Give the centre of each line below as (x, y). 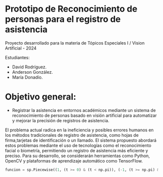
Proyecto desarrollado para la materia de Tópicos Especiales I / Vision (75, 43)
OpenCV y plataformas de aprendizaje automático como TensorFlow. (74, 161)
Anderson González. (33, 72)
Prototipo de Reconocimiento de (71, 9)
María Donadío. (27, 77)
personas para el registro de (63, 19)
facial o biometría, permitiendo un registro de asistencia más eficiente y (77, 150)
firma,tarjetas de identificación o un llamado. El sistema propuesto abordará (81, 140)
